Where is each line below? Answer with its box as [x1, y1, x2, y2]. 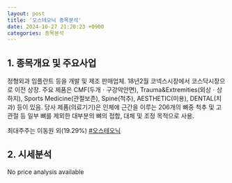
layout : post [7, 10, 45, 17]
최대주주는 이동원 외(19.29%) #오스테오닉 [7, 127, 121, 135]
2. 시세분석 [7, 149, 52, 161]
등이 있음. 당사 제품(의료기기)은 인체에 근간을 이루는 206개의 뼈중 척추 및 [16, 103, 215, 111]
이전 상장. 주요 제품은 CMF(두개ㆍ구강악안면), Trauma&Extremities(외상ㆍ [14, 86, 217, 94]
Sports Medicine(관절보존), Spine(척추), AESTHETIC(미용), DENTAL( [24, 95, 217, 103]
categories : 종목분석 [7, 29, 64, 37]
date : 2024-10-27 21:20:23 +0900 [7, 23, 105, 30]
